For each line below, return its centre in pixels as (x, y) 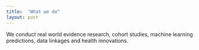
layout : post (22, 17)
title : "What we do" (33, 12)
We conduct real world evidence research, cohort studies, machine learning (99, 34)
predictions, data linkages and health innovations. (67, 40)
